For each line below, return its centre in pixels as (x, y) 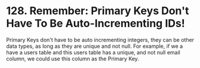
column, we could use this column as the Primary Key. (73, 59)
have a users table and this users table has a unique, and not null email (93, 52)
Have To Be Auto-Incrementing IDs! (96, 23)
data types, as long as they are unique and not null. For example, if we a (95, 46)
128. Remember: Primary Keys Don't (98, 11)
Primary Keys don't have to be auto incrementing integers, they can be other (100, 40)
